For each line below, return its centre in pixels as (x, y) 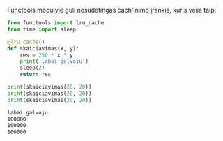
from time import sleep (42, 29)
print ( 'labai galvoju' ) (54, 61)
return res (36, 75)
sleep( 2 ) (32, 68)
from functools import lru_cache (56, 23)
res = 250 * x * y (46, 55)
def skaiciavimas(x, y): (43, 48)
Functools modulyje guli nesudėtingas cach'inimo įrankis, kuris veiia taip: (112, 10)
